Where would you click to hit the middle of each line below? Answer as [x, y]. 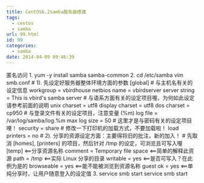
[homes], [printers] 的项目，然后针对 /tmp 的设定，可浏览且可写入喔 [98, 143]
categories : [21, 46]
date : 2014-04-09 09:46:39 [40, 57]
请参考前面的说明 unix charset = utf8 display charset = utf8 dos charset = [98, 105]
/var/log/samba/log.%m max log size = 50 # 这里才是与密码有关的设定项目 [99, 120]
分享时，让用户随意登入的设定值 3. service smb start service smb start [100, 173]
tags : [13, 18]
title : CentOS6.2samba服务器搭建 [46, 12]
